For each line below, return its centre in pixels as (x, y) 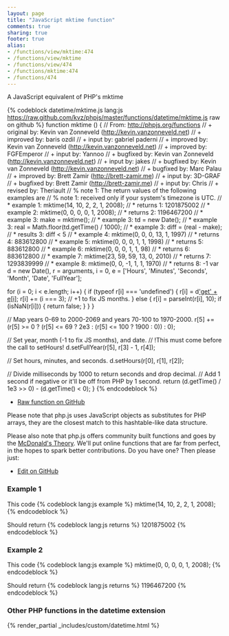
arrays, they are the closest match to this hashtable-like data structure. (108, 423)
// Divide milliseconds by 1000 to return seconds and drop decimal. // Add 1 (114, 374)
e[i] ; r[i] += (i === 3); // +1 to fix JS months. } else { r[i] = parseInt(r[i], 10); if (115, 299)
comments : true (29, 26)
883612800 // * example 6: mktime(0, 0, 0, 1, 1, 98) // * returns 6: (99, 249)
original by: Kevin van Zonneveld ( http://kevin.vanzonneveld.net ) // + (104, 132)
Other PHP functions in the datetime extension (86, 611)
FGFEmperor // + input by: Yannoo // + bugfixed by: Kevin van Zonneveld (110, 154)
